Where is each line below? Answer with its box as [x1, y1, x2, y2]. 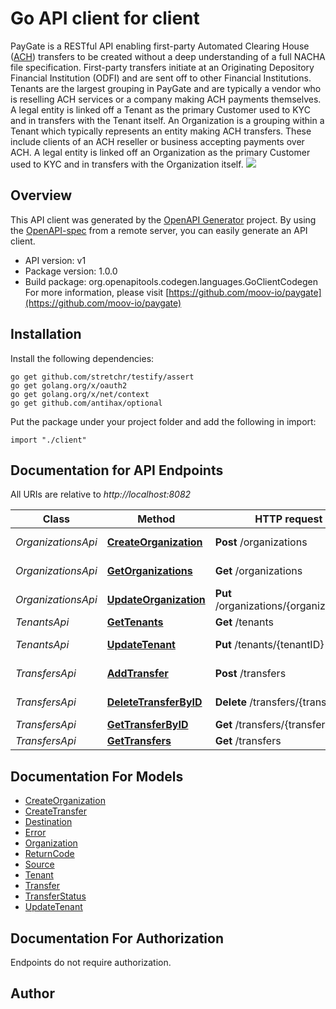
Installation [10, 326, 82, 343]
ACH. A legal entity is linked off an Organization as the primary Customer [10, 146, 311, 158]
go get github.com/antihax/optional [10, 398, 163, 408]
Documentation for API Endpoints [10, 462, 224, 479]
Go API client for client [10, 7, 200, 30]
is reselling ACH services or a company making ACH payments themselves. [10, 93, 322, 105]
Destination [24, 816, 73, 828]
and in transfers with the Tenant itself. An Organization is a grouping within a [10, 114, 325, 126]
